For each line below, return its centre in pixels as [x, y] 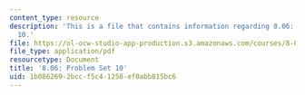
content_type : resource [54, 18]
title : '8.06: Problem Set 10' [69, 69]
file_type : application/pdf [63, 52]
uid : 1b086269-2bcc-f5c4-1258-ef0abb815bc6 [93, 77]
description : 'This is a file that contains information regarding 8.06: [152, 26]
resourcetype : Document [54, 60]
